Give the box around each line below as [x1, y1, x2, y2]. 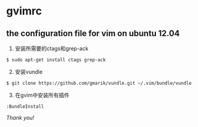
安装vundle [14, 68, 43, 75]
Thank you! [6, 114, 35, 121]
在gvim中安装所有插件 [14, 91, 70, 99]
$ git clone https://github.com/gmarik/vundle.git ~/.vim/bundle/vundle [6, 80, 192, 86]
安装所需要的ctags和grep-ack [14, 45, 89, 52]
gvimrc [6, 4, 42, 18]
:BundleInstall [6, 104, 44, 110]
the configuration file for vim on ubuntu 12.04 [6, 28, 180, 39]
